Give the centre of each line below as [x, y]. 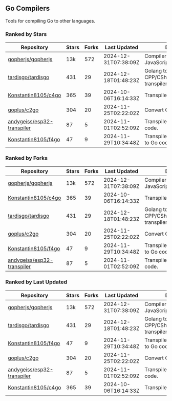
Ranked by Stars [26, 34]
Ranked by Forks [26, 158]
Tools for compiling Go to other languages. [50, 21]
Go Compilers [28, 8]
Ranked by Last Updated [36, 282]
